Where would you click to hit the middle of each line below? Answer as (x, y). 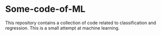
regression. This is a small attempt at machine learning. (62, 28)
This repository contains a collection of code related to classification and (81, 23)
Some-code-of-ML (45, 9)
